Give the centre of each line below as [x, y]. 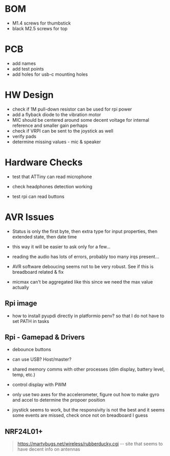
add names [24, 63]
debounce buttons [32, 350]
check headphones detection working [52, 186]
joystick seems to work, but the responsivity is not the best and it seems [88, 410]
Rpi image [21, 303]
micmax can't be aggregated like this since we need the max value [82, 281]
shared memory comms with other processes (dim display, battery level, [88, 370]
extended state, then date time [45, 236]
